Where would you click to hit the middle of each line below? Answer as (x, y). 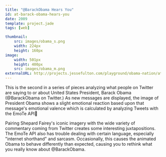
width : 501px (27, 60)
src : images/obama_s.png (40, 42)
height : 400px (28, 64)
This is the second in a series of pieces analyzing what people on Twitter (79, 87)
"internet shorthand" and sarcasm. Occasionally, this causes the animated (81, 139)
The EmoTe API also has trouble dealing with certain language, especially (80, 134)
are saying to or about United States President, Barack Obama (68, 93)
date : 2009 (16, 19)
